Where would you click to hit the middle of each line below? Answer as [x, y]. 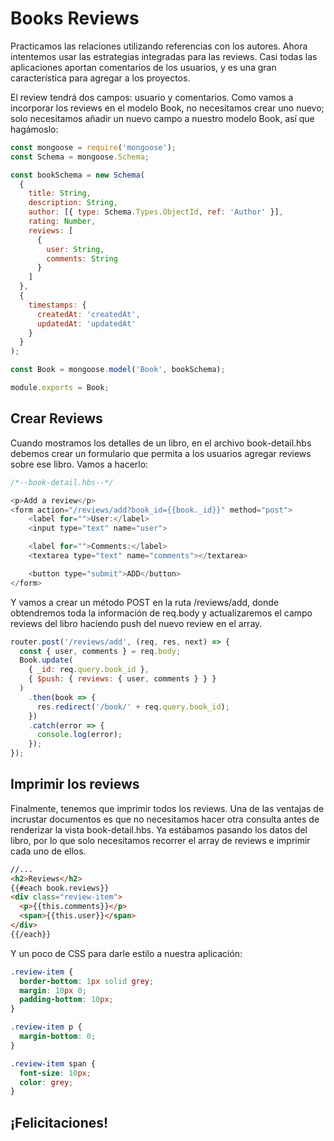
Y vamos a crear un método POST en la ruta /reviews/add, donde [145, 602]
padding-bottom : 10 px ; [66, 1000]
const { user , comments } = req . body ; [100, 651]
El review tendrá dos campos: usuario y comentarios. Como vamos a [152, 97]
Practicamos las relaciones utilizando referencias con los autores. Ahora [159, 46]
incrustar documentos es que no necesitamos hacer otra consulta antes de [165, 819]
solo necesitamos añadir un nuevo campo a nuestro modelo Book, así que [162, 118]
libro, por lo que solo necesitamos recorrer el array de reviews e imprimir [160, 840]
